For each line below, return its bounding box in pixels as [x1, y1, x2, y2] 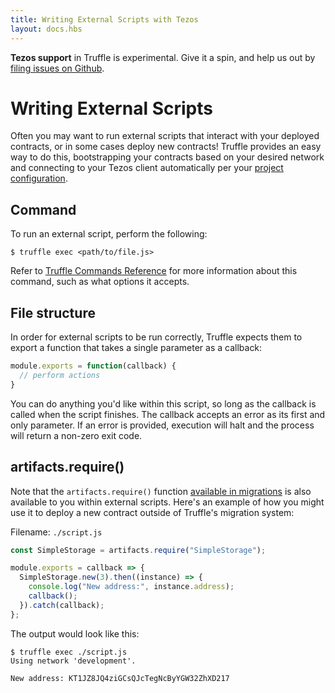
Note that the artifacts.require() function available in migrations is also [10, 485, 312, 497]
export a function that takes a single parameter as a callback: [10, 342, 263, 354]
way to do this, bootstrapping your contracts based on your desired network [10, 151, 325, 163]
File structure [10, 304, 96, 321]
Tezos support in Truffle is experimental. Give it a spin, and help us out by [10, 51, 316, 63]
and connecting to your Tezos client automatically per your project [10, 162, 284, 174]
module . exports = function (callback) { [10, 361, 177, 371]
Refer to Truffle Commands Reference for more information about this [10, 265, 298, 277]
